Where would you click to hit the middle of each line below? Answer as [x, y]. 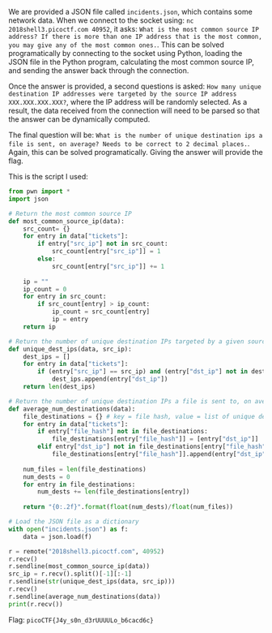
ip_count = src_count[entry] [101, 312]
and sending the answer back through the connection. [99, 71]
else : [47, 259]
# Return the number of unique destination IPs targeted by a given [126, 341]
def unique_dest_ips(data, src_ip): [70, 349]
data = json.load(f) [57, 536]
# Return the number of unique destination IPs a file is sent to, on [130, 401]
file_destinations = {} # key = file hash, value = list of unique [139, 416]
